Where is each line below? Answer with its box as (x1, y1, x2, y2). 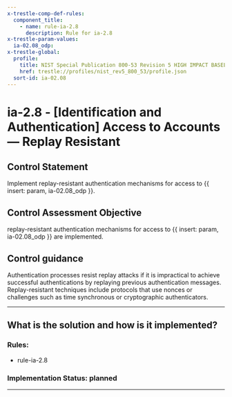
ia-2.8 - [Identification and (7, 104, 162, 120)
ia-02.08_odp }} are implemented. (7, 232, 104, 241)
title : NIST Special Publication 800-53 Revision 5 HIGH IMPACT (19, 62, 209, 68)
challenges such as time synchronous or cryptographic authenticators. (7, 293, 209, 301)
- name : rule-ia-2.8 (19, 23, 79, 30)
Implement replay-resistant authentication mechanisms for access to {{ (7, 179, 209, 187)
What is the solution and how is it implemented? (7, 320, 217, 331)
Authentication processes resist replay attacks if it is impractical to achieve (7, 271, 220, 279)
